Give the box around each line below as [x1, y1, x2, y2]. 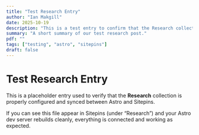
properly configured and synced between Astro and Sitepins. [6, 98, 155, 105]
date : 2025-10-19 [6, 19, 49, 25]
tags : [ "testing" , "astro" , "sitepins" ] [6, 42, 108, 48]
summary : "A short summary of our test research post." [6, 31, 147, 37]
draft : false [6, 47, 38, 53]
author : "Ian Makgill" [6, 14, 62, 20]
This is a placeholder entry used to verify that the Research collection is [6, 92, 182, 99]
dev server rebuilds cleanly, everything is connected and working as [6, 116, 173, 123]
